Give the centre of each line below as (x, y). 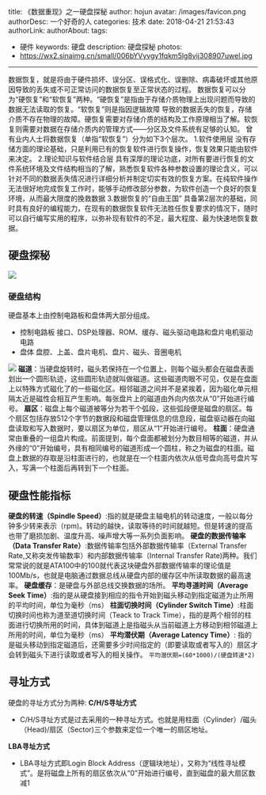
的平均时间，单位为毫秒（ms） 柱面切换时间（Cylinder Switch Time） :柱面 (131, 605)
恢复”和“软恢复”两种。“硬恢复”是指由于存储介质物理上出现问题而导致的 (140, 99)
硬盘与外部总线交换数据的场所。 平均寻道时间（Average (157, 585)
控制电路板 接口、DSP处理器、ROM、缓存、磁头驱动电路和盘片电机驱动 (136, 332)
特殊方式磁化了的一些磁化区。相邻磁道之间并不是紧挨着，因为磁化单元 (136, 389)
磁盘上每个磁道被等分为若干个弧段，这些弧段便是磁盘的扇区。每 (149, 409)
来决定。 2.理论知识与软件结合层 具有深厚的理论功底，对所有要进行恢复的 (128, 159)
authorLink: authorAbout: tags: (58, 31)
